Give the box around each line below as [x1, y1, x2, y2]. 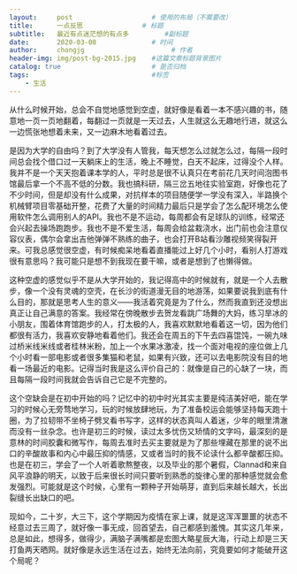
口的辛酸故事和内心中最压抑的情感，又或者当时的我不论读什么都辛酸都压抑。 [9, 448, 288, 458]
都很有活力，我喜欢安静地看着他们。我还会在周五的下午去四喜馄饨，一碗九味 [9, 329, 288, 341]
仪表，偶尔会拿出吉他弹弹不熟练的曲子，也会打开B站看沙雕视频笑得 [16, 233, 263, 244]
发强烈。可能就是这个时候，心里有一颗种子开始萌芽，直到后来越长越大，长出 [9, 481, 288, 492]
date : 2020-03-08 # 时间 [9, 37, 173, 47]
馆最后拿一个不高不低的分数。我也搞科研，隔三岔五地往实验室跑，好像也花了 [9, 178, 288, 188]
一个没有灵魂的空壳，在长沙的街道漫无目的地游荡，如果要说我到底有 [32, 285, 280, 296]
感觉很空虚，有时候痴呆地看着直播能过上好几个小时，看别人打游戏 [47, 244, 288, 255]
